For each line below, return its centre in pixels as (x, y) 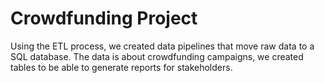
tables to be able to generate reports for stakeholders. (121, 67)
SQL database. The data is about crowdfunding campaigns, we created (157, 56)
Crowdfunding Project (104, 18)
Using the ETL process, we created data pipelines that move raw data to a (162, 46)
